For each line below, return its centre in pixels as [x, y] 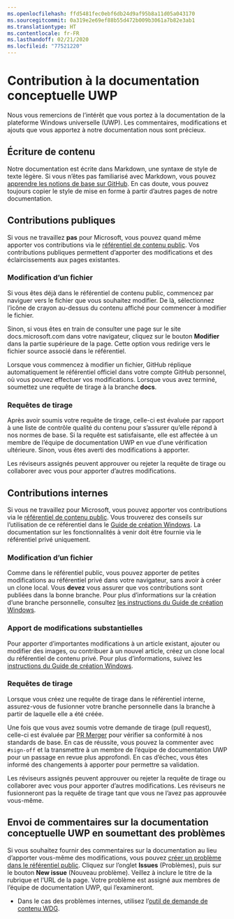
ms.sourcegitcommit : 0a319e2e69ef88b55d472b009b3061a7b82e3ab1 [101, 20]
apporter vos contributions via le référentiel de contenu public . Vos [103, 245]
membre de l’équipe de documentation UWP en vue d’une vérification [107, 443]
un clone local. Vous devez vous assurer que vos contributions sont [105, 587]
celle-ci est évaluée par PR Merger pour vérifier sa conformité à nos [105, 734]
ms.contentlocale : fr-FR [43, 33]
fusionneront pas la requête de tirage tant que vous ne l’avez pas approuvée [117, 793]
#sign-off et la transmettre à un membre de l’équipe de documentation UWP [117, 750]
